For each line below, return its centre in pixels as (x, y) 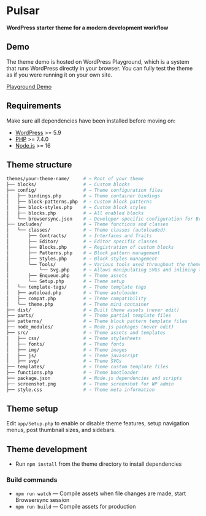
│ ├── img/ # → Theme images (67, 350)
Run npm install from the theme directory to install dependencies (98, 464)
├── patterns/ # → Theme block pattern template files (97, 321)
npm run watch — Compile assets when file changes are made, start (101, 493)
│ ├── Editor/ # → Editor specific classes (82, 241)
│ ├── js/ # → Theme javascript (72, 355)
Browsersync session (42, 499)
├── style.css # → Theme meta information (81, 390)
